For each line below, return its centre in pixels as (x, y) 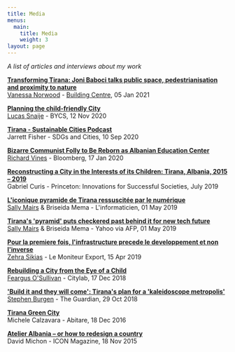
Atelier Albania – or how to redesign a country (75, 333)
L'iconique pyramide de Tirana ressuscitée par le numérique (97, 200)
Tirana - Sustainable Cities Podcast (60, 129)
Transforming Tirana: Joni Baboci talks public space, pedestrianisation (113, 80)
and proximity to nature (42, 87)
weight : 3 (34, 40)
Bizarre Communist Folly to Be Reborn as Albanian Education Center (108, 150)
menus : (17, 20)
